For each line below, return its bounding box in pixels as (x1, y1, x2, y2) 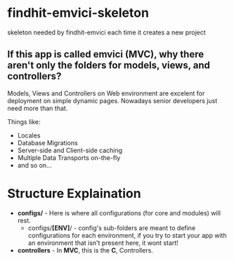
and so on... (17, 161, 52, 169)
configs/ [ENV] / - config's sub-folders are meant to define (27, 223, 196, 232)
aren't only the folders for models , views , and (7, 60, 211, 72)
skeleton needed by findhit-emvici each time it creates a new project (7, 28, 206, 36)
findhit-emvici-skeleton (7, 5, 150, 21)
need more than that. (7, 104, 68, 112)
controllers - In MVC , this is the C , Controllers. (17, 246, 153, 254)
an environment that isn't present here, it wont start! (27, 239, 179, 247)
